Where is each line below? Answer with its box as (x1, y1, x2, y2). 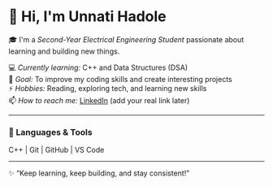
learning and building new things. (8, 46, 120, 56)
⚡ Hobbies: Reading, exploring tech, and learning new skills (8, 83, 207, 93)
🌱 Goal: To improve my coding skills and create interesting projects (8, 74, 233, 84)
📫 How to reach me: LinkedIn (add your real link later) (8, 95, 190, 105)
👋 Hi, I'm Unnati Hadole (8, 7, 167, 26)
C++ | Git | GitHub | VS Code (8, 145, 105, 155)
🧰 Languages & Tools (8, 126, 93, 137)
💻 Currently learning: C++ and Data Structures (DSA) (8, 63, 188, 72)
